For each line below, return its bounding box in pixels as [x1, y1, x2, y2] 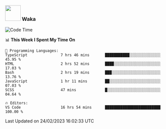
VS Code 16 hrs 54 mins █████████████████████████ [5, 105, 161, 110]
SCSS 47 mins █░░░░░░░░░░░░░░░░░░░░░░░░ [5, 88, 161, 93]
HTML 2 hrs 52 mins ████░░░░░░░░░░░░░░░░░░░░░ [5, 61, 161, 67]
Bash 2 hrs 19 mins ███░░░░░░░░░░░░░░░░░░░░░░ [5, 70, 161, 75]
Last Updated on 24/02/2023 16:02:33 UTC [5, 118, 94, 124]
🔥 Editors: [5, 101, 28, 106]
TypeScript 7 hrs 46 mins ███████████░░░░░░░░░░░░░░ [5, 53, 161, 58]
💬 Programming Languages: [5, 48, 58, 53]
